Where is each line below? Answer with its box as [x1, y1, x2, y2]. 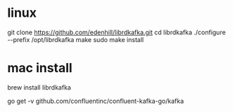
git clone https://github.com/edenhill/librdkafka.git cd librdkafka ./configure [7, 28, 227, 36]
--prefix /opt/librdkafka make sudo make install [7, 35, 144, 43]
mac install [7, 60, 73, 76]
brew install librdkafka [7, 83, 72, 92]
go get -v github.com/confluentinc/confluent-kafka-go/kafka [7, 97, 184, 105]
